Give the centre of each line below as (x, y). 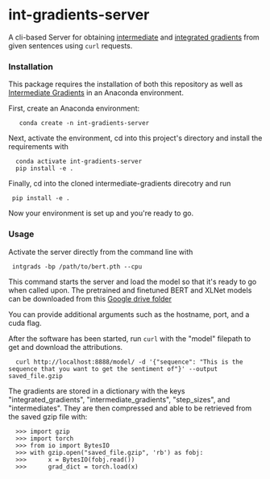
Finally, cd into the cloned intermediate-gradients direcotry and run (120, 184)
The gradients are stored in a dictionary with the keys (97, 391)
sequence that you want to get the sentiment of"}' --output (113, 369)
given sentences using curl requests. (71, 45)
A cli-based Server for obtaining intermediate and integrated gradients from (134, 37)
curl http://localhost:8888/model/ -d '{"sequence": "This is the (129, 362)
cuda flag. (25, 323)
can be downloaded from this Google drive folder (90, 298)
